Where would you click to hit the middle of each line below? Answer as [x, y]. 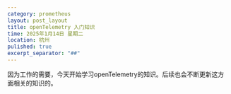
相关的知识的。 [35, 83]
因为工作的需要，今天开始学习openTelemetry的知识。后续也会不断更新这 [113, 74]
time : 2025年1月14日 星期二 [45, 34]
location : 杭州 [29, 40]
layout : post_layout [38, 20]
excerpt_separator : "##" [44, 54]
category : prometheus [39, 14]
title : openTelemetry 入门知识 [51, 27]
